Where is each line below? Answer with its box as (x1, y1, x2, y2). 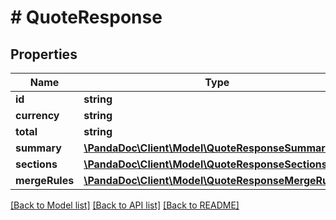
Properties (10, 46, 78, 63)
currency (15, 109, 60, 122)
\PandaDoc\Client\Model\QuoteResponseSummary (83, 141, 332, 155)
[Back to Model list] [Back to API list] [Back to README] (10, 199, 240, 211)
